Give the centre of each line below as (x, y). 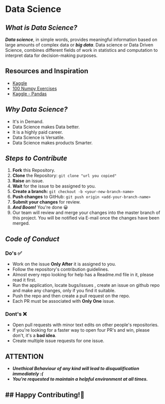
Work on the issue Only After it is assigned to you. (64, 264)
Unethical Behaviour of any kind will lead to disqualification (76, 369)
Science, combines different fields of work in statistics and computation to (82, 50)
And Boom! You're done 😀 (40, 207)
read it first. (24, 280)
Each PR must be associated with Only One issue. (64, 301)
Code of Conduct (32, 239)
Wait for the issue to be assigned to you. (54, 186)
